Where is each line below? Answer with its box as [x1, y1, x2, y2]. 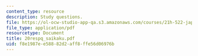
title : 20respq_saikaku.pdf [6, 36, 75, 41]
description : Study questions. [6, 14, 83, 20]
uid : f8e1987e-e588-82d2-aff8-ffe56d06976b [6, 41, 115, 47]
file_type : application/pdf [6, 24, 75, 31]
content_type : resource [6, 8, 65, 15]
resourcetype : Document [6, 30, 65, 36]
